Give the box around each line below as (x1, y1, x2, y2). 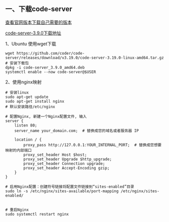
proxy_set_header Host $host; (23, 152, 87, 157)
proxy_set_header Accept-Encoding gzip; (23, 165, 110, 170)
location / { (14, 137, 42, 142)
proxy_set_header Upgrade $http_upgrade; (23, 156, 112, 162)
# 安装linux (5, 90, 29, 95)
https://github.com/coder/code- (16, 51, 85, 56)
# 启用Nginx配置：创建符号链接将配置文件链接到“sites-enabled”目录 (5, 184, 135, 189)
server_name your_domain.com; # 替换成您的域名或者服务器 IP (14, 128, 139, 133)
